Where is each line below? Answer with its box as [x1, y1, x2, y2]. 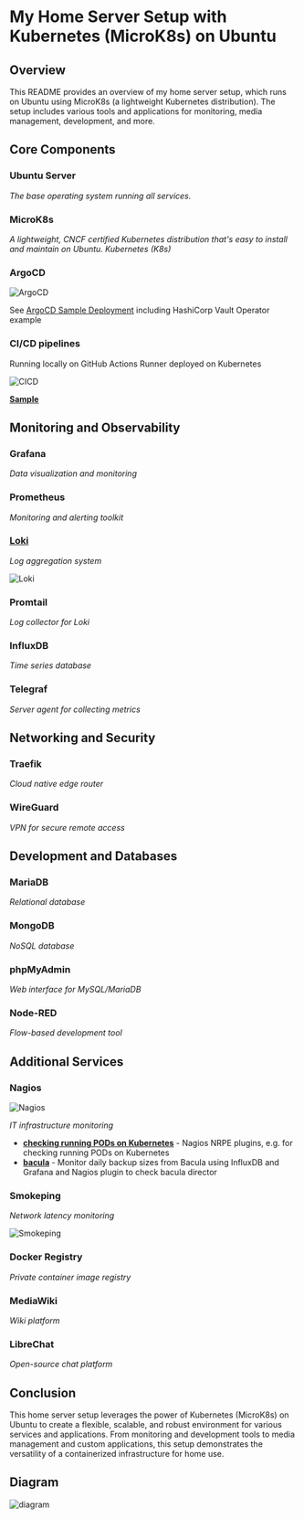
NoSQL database [9, 940, 75, 951]
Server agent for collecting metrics [9, 704, 142, 715]
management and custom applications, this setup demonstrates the [9, 1439, 263, 1450]
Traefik [9, 758, 43, 770]
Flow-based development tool [9, 1027, 123, 1038]
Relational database [9, 897, 86, 908]
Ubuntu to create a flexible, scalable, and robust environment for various [9, 1419, 283, 1429]
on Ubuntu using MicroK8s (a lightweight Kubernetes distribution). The [9, 96, 276, 107]
